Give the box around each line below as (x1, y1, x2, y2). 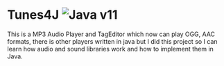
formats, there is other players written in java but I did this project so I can (7, 37, 218, 45)
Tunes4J (7, 7, 60, 23)
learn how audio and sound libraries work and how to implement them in (7, 44, 214, 53)
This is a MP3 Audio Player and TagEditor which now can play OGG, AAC (7, 30, 216, 38)
